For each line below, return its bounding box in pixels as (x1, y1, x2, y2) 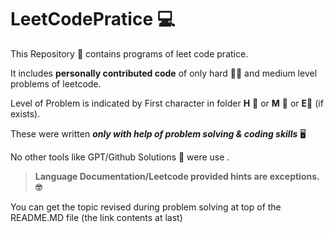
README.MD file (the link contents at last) (10, 211, 183, 223)
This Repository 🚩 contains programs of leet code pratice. (10, 47, 249, 60)
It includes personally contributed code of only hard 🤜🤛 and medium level (10, 67, 318, 79)
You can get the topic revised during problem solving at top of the (10, 201, 282, 213)
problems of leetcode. (10, 77, 102, 90)
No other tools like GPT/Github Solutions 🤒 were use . (10, 151, 230, 163)
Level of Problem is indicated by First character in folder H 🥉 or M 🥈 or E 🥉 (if (10, 97, 324, 109)
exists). (10, 107, 41, 120)
